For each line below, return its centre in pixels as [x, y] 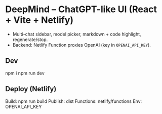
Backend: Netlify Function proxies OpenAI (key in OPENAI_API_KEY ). [82, 45]
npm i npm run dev [25, 73]
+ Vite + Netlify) [39, 20]
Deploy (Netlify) [31, 89]
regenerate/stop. [30, 40]
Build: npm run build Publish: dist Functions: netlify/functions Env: [74, 101]
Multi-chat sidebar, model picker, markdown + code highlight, [77, 34]
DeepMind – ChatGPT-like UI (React [81, 9]
